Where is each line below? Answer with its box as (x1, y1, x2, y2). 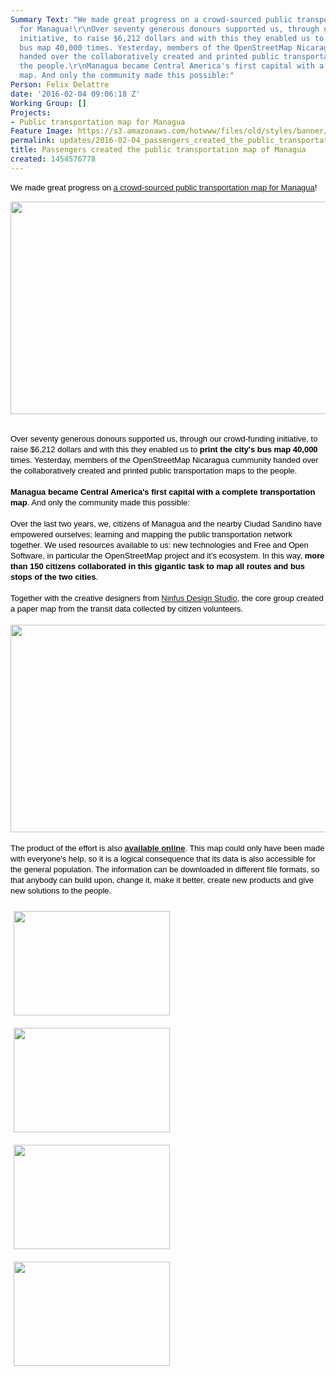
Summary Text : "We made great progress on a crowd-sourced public (10, 14, 293, 25)
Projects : (10, 107, 52, 118)
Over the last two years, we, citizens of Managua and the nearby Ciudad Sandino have (10, 518, 322, 529)
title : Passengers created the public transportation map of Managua (10, 145, 307, 155)
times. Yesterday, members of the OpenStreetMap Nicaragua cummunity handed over (10, 454, 319, 465)
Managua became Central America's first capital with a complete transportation (10, 486, 316, 497)
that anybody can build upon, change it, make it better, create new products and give (10, 874, 314, 885)
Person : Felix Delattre (10, 80, 110, 90)
